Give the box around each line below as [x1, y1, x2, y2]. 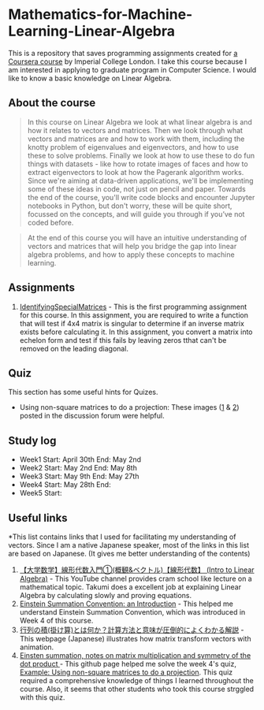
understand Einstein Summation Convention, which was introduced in [19, 608, 246, 616]
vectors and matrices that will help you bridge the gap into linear [27, 241, 237, 251]
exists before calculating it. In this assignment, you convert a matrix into [19, 327, 253, 336]
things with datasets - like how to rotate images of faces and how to [27, 159, 248, 169]
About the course [8, 96, 96, 110]
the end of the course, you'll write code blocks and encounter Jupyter [27, 192, 255, 202]
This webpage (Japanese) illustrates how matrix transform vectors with [19, 634, 251, 643]
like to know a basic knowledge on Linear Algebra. [8, 73, 172, 83]
